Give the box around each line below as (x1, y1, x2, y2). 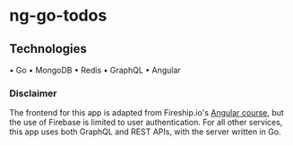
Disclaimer (9, 87, 57, 99)
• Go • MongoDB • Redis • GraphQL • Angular (9, 64, 181, 75)
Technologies (9, 41, 88, 56)
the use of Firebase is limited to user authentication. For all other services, (9, 117, 283, 128)
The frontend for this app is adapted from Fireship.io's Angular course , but (9, 107, 284, 118)
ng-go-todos (9, 5, 108, 26)
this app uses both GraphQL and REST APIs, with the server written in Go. (9, 126, 281, 137)
